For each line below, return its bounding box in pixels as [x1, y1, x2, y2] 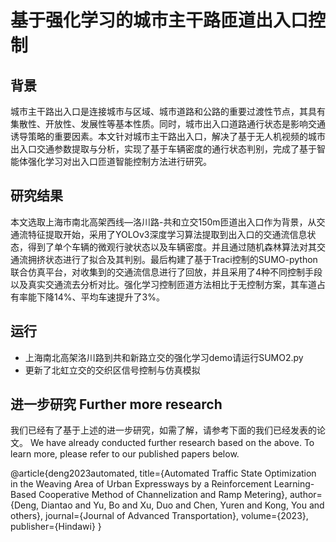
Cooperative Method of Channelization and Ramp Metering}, [38, 489, 288, 501]
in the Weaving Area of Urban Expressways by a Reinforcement [10, 478, 272, 490]
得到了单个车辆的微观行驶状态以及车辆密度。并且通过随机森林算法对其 [27, 241, 317, 253]
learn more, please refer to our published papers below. [10, 448, 240, 460]
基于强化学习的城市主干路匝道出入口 [10, 9, 309, 32]
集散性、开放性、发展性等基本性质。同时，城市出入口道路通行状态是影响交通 [10, 118, 326, 130]
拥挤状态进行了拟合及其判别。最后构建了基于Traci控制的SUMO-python [27, 253, 318, 265]
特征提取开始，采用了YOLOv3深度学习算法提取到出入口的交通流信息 [27, 228, 308, 240]
